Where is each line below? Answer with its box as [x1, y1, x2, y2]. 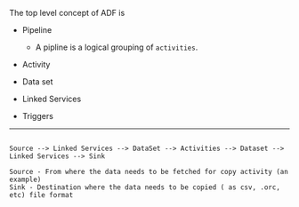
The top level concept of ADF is [9, 8, 125, 18]
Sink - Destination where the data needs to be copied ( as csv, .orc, [9, 183, 280, 192]
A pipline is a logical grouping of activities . [35, 42, 198, 52]
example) [9, 175, 42, 184]
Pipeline [21, 25, 53, 35]
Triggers [21, 111, 53, 121]
